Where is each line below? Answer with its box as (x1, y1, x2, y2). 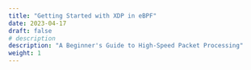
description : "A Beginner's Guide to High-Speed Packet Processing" (8, 42, 244, 50)
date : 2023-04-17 (8, 19, 67, 27)
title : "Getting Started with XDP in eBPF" (8, 11, 157, 20)
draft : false (8, 27, 52, 35)
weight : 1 (8, 49, 42, 57)
